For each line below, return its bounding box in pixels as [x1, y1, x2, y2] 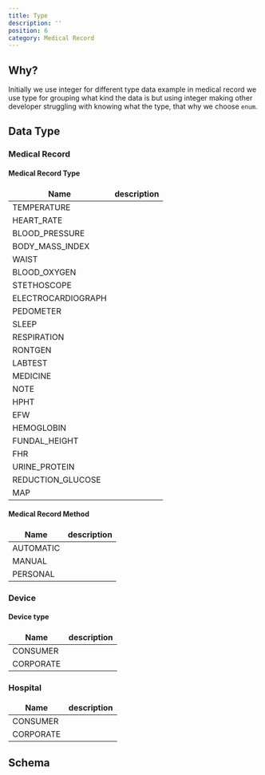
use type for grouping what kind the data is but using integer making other [8, 93, 253, 103]
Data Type [8, 125, 61, 138]
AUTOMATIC [12, 542, 61, 553]
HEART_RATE [12, 215, 63, 226]
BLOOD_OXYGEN [12, 267, 77, 278]
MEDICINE [12, 370, 52, 382]
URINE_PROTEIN [12, 461, 75, 472]
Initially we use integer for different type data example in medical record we [8, 85, 257, 94]
